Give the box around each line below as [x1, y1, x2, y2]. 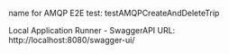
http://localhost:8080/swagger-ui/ [8, 35, 135, 45]
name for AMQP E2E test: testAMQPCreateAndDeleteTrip [8, 8, 220, 18]
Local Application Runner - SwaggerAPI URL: [8, 25, 176, 35]
